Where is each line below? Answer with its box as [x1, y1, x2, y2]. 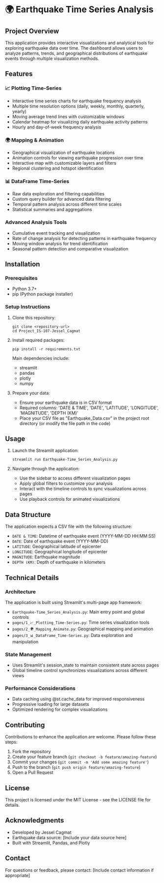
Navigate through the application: [12, 466, 80, 472]
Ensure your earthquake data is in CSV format [19, 399, 112, 405]
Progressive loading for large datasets [12, 701, 90, 707]
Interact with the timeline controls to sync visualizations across [19, 486, 146, 492]
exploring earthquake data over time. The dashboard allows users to [5, 45, 143, 51]
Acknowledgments [5, 816, 65, 824]
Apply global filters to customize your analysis [19, 481, 113, 487]
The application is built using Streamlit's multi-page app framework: [5, 599, 142, 605]
